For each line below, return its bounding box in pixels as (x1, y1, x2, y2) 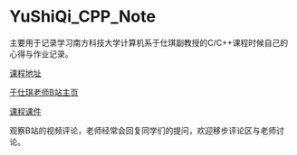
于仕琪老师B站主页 (9, 87, 79, 97)
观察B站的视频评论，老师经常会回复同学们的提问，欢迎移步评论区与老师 (9, 124, 277, 136)
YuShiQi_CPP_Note (9, 6, 157, 27)
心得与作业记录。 (9, 48, 73, 59)
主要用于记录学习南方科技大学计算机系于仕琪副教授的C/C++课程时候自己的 (9, 37, 289, 48)
